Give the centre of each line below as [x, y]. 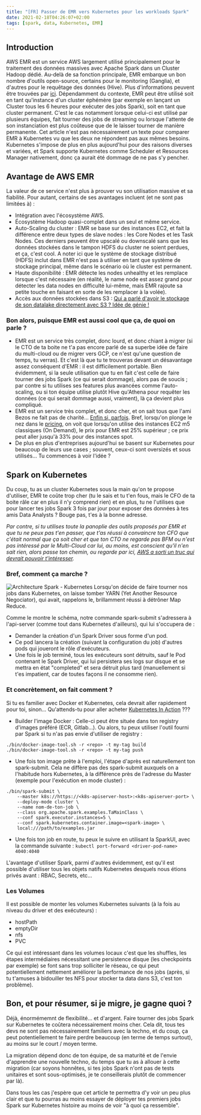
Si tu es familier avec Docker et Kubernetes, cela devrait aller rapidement [97, 703]
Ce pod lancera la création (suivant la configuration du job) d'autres [99, 642]
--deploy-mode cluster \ [48, 802]
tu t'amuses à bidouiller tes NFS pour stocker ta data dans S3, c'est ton [94, 978]
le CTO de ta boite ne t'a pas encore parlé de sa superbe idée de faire [101, 347]
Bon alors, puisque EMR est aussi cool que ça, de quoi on [91, 320]
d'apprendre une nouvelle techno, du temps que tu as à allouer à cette [93, 1062]
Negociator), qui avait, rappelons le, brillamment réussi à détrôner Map [94, 600]
